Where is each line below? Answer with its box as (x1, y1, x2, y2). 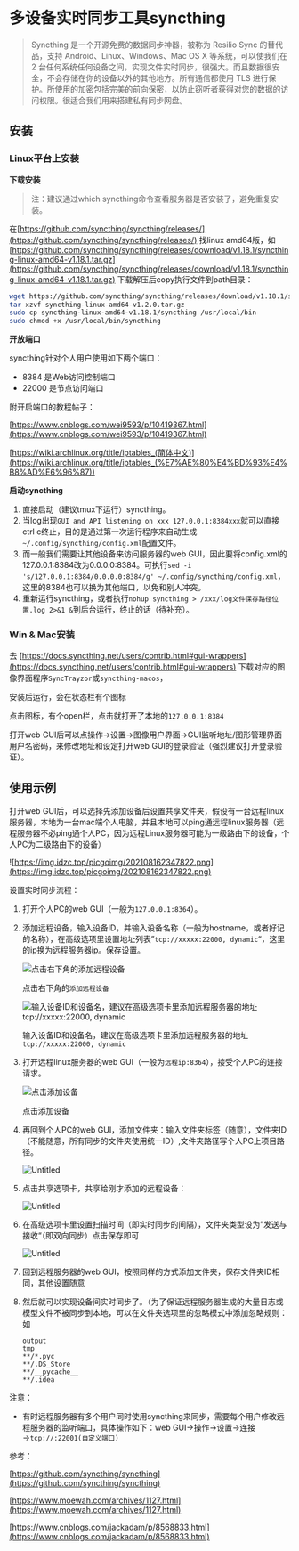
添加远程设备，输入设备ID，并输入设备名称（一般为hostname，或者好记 (21, 922, 285, 933)
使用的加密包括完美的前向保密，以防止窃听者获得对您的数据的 (54, 84, 281, 94)
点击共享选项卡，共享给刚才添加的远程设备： (21, 1183, 187, 1194)
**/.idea (21, 1376, 55, 1385)
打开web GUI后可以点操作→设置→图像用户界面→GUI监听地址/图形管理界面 (9, 729, 283, 740)
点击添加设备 (21, 1106, 69, 1117)
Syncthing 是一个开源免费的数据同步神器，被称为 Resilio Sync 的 (30, 39, 268, 50)
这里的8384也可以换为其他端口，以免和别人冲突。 (21, 582, 206, 593)
